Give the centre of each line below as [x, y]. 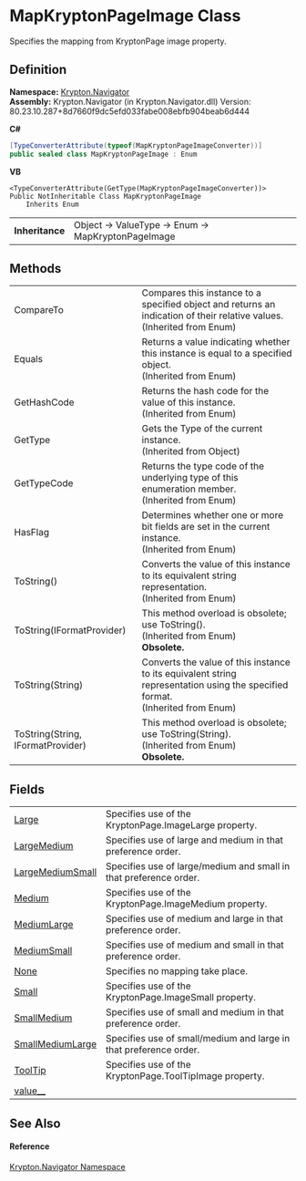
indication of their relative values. [213, 316]
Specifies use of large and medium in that [194, 840]
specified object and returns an [209, 305]
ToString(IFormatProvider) [70, 630]
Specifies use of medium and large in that [194, 919]
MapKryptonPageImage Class [125, 16]
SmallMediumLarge [56, 1044]
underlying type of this [190, 478]
